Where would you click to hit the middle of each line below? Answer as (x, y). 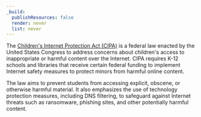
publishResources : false (43, 17)
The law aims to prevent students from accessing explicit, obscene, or (93, 83)
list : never (27, 29)
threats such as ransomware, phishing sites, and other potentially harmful (97, 103)
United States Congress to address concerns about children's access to (95, 52)
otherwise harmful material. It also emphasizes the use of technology (92, 90)
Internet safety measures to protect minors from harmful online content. (95, 71)
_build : (16, 12)
